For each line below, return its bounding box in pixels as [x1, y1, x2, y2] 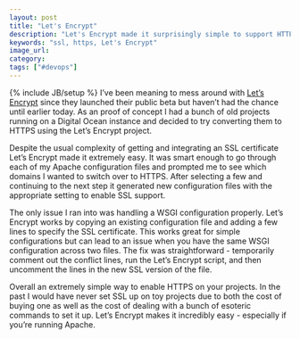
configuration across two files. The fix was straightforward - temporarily [9, 244, 275, 255]
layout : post [9, 12, 58, 22]
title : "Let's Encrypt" [9, 21, 98, 30]
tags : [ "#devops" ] [9, 63, 78, 72]
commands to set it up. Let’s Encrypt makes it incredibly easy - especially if [9, 310, 287, 320]
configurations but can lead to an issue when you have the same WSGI [9, 236, 270, 246]
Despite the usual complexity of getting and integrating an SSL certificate [9, 142, 279, 153]
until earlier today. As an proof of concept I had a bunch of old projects [9, 106, 271, 117]
